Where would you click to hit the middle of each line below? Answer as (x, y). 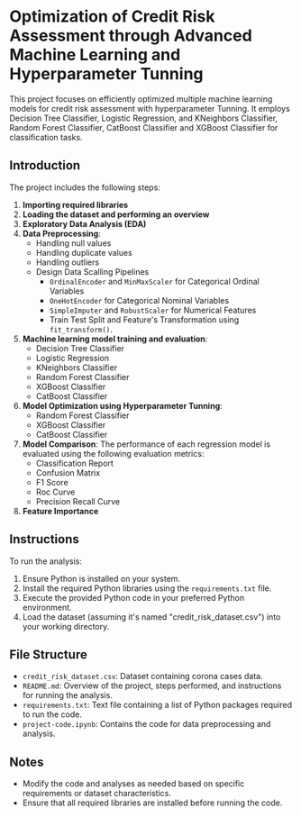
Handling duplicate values (84, 252)
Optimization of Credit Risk (112, 17)
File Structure (48, 654)
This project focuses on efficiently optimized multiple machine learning (141, 99)
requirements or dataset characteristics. (96, 794)
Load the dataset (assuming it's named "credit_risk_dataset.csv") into (151, 617)
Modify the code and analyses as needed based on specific (133, 784)
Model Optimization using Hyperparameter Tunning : (122, 405)
